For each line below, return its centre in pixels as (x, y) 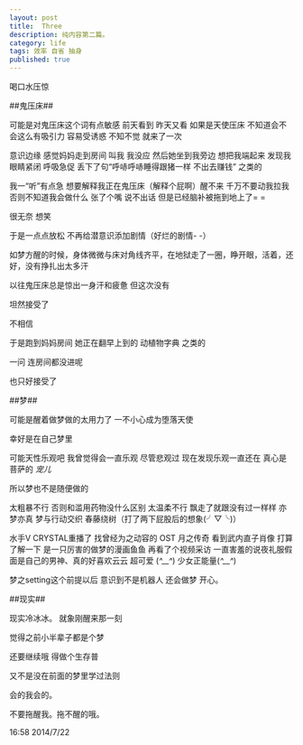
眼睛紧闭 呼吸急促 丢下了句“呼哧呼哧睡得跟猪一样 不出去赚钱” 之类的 (136, 167)
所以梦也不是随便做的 (49, 488)
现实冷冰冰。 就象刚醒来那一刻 (66, 618)
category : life (38, 43)
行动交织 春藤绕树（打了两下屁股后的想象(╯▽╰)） (146, 519)
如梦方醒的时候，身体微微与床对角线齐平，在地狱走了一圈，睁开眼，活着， (147, 255)
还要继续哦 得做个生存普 (54, 657)
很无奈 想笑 (30, 216)
